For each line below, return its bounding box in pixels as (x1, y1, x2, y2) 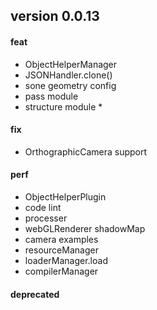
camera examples (24, 234, 99, 245)
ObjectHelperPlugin (24, 191, 107, 203)
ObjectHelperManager (24, 58, 118, 70)
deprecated (10, 288, 60, 300)
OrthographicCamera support (24, 145, 148, 158)
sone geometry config (24, 79, 117, 91)
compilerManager (24, 265, 99, 277)
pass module (24, 90, 79, 102)
